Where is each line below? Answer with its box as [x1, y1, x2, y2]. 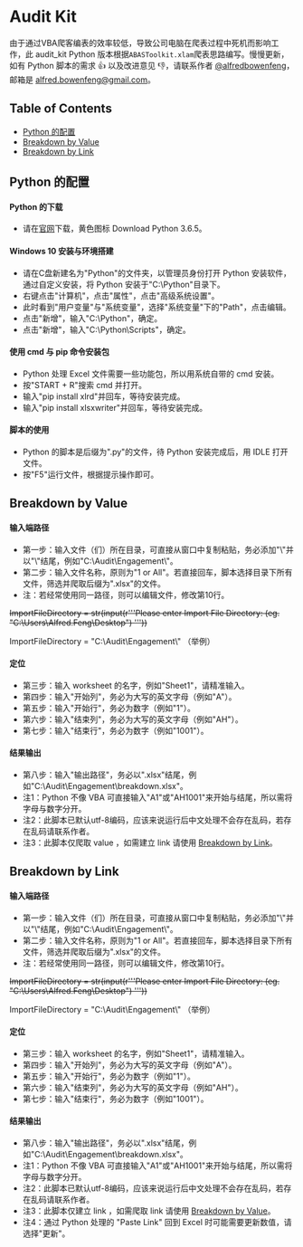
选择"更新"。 [22, 1228, 71, 1239]
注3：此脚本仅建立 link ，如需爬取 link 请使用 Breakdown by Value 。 [22, 1205, 276, 1216]
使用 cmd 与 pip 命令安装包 [9, 347, 110, 357]
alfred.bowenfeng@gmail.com [34, 74, 148, 85]
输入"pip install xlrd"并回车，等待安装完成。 [22, 391, 185, 402]
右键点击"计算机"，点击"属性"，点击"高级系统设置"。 [22, 290, 220, 300]
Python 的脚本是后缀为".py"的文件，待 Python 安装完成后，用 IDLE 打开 [22, 446, 289, 457]
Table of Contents [9, 101, 113, 117]
